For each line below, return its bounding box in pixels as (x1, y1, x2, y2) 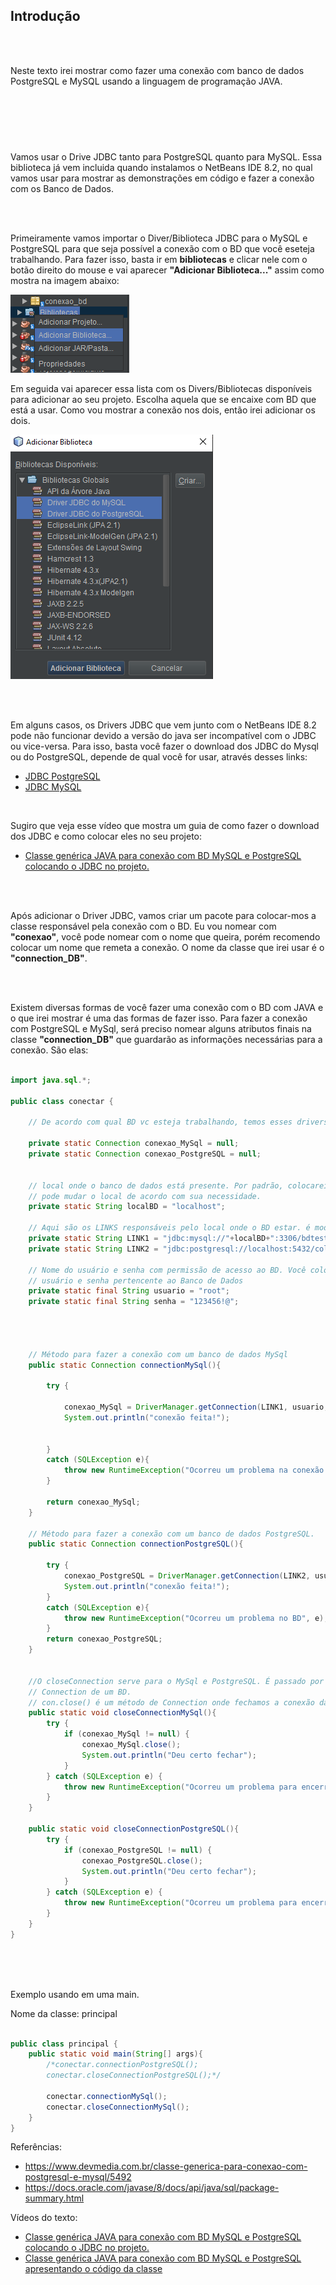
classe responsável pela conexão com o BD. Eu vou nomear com (10, 920, 277, 932)
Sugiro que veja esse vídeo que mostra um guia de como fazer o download (10, 820, 320, 831)
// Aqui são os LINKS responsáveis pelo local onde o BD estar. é (28, 1223, 311, 1233)
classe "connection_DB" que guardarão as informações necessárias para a (10, 1034, 323, 1045)
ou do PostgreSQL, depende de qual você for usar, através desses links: (10, 751, 308, 763)
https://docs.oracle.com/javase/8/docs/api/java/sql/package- (24, 2182, 280, 2194)
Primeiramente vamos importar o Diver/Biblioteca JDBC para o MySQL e (10, 232, 308, 244)
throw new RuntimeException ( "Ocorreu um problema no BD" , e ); (63, 1613, 329, 1623)
